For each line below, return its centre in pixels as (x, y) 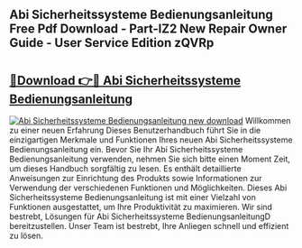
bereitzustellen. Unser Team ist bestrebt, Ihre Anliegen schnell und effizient (149, 226)
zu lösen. (26, 235)
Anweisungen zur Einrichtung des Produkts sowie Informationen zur (136, 178)
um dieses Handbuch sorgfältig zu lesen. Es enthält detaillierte (125, 169)
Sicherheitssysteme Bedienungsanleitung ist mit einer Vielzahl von (133, 197)
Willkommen (268, 120)
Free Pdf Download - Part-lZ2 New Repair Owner (148, 29)
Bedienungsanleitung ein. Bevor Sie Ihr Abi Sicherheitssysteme (126, 149)
